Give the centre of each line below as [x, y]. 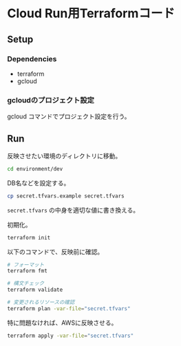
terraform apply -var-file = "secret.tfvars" [71, 336]
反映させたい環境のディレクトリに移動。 [64, 155]
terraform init [29, 237]
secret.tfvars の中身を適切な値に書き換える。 [73, 210]
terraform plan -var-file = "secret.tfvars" [69, 309]
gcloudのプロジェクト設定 [51, 100]
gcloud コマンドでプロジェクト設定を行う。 [69, 116]
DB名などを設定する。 [39, 183]
